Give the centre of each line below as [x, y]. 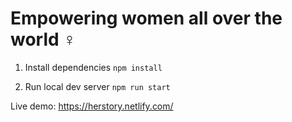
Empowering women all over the [146, 18]
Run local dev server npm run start [97, 86]
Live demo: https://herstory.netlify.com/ [92, 106]
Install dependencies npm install [93, 67]
